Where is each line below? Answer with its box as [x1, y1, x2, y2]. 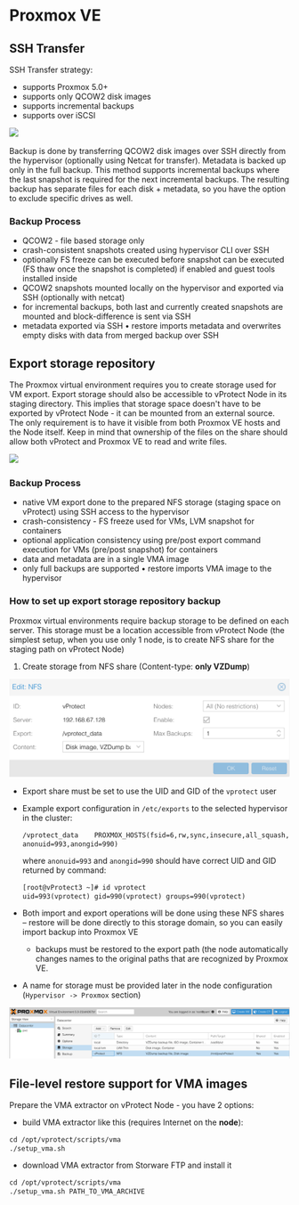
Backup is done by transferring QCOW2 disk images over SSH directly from [9, 146, 287, 156]
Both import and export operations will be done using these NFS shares [21, 908, 285, 918]
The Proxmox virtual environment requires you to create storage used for [9, 379, 277, 390]
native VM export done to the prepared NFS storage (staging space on [21, 497, 281, 508]
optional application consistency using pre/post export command [21, 535, 261, 546]
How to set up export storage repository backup [9, 595, 221, 607]
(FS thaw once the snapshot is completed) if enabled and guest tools [21, 264, 276, 274]
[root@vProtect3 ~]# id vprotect [21, 883, 147, 892]
